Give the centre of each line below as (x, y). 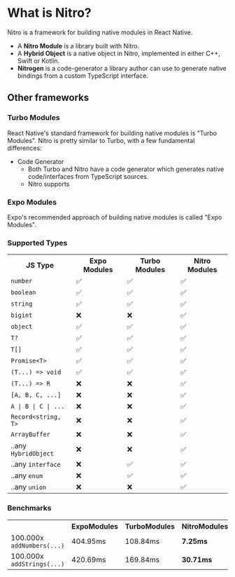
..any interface (36, 464)
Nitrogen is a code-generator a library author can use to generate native (122, 68)
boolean (23, 293)
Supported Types (37, 243)
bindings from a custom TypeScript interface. (83, 76)
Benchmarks (29, 508)
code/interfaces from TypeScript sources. (88, 176)
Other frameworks (48, 98)
